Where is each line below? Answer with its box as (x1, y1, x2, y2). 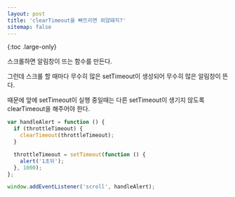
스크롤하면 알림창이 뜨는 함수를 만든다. (7, 57, 112, 65)
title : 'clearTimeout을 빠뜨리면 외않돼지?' (7, 17, 126, 24)
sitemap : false (7, 23, 52, 30)
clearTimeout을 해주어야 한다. (7, 105, 90, 113)
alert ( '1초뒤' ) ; (20, 158, 65, 165)
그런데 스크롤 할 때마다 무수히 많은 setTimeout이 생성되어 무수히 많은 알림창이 (7, 72, 221, 81)
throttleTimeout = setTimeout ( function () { (13, 151, 146, 158)
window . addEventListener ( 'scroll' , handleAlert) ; (7, 184, 156, 191)
